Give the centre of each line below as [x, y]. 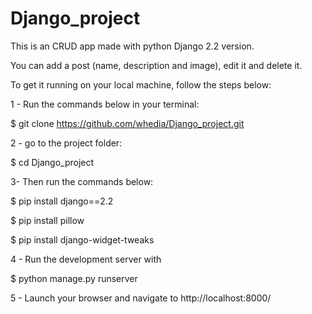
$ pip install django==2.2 [62, 201]
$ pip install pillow [47, 220]
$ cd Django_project [52, 162]
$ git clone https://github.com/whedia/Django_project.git [127, 123]
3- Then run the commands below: [82, 181]
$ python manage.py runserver [74, 278]
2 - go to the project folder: [66, 143]
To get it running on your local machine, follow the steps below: [141, 84]
